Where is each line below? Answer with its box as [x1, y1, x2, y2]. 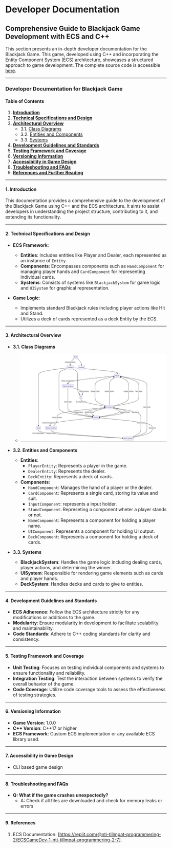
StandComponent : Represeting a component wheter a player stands [28, 507, 167, 513]
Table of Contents [5, 98, 45, 104]
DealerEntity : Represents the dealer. [28, 468, 106, 474]
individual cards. [20, 274, 55, 280]
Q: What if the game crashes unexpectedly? [12, 792, 109, 798]
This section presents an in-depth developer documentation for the [5, 46, 147, 52]
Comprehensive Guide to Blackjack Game [5, 24, 141, 33]
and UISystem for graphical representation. [20, 284, 110, 291]
